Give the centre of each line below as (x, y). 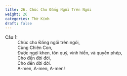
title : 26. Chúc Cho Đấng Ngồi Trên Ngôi (48, 10)
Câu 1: (12, 37)
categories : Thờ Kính (27, 19)
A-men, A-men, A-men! (41, 69)
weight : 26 (16, 14)
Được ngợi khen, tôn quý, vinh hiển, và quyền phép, (70, 53)
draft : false (19, 23)
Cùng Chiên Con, (35, 48)
